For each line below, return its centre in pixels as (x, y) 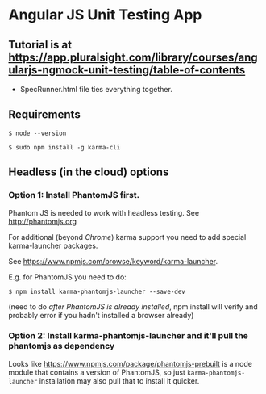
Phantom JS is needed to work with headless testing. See (104, 212)
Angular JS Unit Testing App (105, 15)
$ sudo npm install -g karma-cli (64, 147)
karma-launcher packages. (53, 245)
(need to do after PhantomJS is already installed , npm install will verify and (133, 306)
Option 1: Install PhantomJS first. (74, 195)
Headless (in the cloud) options (89, 172)
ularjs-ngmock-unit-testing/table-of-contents (127, 70)
